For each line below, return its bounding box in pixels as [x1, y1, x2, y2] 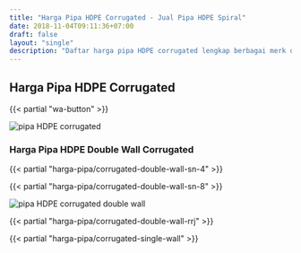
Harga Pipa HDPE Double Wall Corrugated [9, 143, 194, 155]
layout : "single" [9, 38, 74, 48]
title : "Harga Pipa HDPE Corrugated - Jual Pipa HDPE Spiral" [9, 13, 246, 22]
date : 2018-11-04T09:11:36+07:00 [9, 22, 134, 31]
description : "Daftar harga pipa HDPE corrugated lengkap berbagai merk [9, 47, 287, 56]
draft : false [9, 30, 58, 39]
